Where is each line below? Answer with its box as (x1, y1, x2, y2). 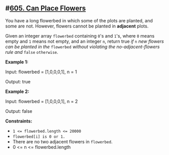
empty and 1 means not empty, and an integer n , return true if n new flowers (5, 38, 164, 44)
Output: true (5, 78, 31, 84)
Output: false (5, 108, 32, 114)
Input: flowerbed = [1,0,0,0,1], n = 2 (5, 98, 78, 104)
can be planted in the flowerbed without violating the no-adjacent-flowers (5, 43, 160, 50)
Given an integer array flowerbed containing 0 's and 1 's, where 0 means (5, 33, 155, 39)
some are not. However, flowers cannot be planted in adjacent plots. (5, 23, 149, 29)
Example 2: (5, 88, 29, 95)
